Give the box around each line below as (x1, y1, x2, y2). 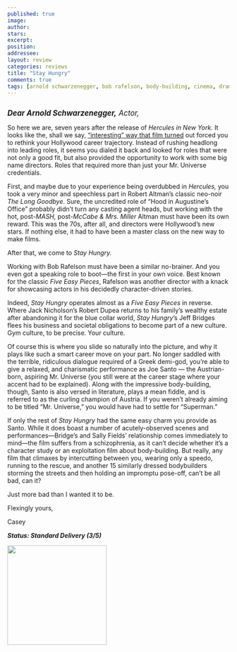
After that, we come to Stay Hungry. (7, 248, 112, 257)
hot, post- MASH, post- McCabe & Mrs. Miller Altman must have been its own (7, 212, 229, 221)
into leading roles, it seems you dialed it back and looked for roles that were (7, 146, 227, 154)
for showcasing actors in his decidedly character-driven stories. (7, 285, 193, 294)
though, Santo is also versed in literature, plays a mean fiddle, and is (7, 387, 206, 396)
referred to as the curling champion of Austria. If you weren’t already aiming (7, 395, 228, 404)
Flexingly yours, (7, 504, 54, 513)
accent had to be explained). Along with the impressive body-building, (7, 380, 212, 389)
